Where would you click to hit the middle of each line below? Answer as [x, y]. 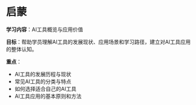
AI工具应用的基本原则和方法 [48, 96]
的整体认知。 [21, 49]
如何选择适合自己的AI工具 [45, 89]
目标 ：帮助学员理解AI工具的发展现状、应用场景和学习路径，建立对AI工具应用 [98, 42]
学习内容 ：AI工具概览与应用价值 [45, 29]
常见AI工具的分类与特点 [43, 81]
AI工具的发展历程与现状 [43, 74]
